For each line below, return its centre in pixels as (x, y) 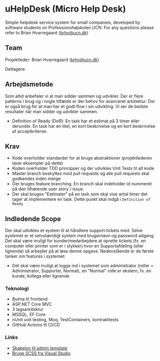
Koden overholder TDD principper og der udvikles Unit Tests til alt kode (83, 168)
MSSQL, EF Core (29, 314)
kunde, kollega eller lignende (41, 276)
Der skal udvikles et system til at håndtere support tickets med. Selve (74, 230)
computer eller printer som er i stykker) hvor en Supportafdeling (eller (74, 246)
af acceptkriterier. (30, 131)
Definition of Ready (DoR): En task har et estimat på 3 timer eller (76, 121)
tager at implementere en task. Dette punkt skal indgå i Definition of (81, 199)
